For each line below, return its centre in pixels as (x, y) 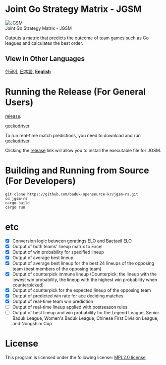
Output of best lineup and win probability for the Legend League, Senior (86, 313)
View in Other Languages (45, 59)
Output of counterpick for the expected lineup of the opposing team (82, 290)
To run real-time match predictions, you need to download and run (73, 135)
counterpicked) (28, 285)
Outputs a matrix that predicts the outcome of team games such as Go (77, 38)
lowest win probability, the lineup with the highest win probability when (85, 279)
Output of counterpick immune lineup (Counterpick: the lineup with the (84, 274)
